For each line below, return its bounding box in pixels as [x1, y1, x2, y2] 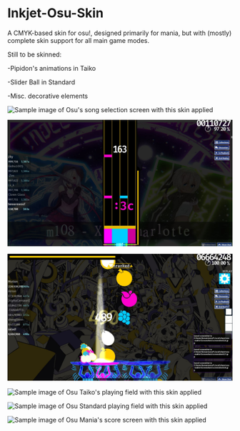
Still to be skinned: [7, 50, 62, 59]
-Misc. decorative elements [7, 91, 89, 100]
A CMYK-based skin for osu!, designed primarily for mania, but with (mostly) [7, 29, 232, 37]
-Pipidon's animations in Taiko [7, 64, 96, 72]
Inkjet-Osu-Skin [7, 5, 104, 21]
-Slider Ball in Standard [7, 77, 76, 86]
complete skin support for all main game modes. [7, 36, 150, 44]
